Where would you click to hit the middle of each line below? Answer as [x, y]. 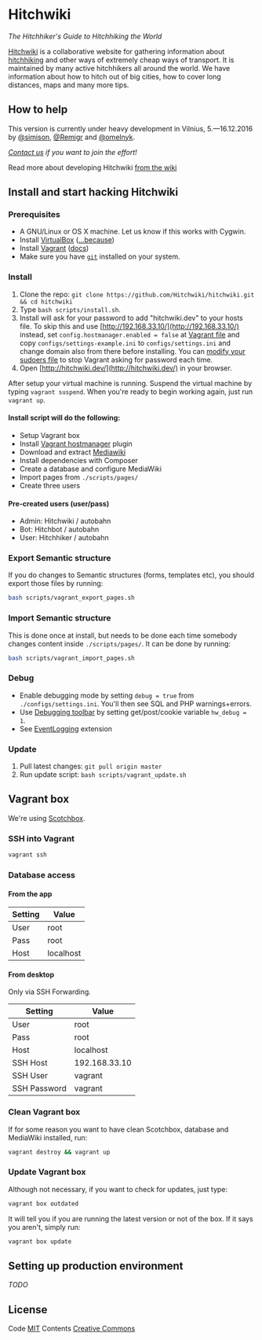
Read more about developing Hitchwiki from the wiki [93, 167]
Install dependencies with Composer [79, 460]
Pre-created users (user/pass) [59, 503]
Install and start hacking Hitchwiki [93, 192]
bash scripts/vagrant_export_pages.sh [71, 598]
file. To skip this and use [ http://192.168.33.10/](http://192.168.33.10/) [129, 326]
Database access [42, 874]
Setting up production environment [96, 1266]
